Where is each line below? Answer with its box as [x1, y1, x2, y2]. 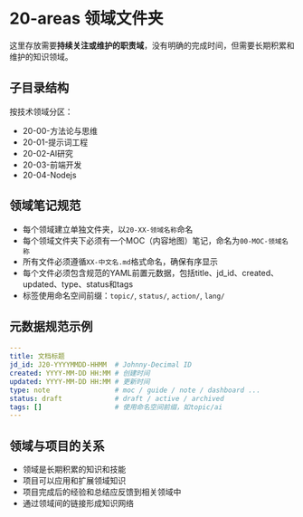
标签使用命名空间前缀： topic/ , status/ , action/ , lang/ [22, 290, 225, 301]
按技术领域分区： [9, 106, 73, 117]
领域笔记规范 [9, 198, 81, 214]
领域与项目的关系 [9, 438, 105, 454]
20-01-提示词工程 [22, 137, 89, 148]
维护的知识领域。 [9, 51, 73, 62]
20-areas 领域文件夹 [9, 8, 165, 29]
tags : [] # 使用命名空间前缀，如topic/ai [9, 402, 223, 412]
